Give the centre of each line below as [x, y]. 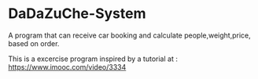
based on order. [34, 43]
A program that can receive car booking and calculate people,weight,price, [130, 35]
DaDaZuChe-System [77, 14]
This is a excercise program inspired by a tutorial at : [93, 59]
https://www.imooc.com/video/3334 [67, 66]
